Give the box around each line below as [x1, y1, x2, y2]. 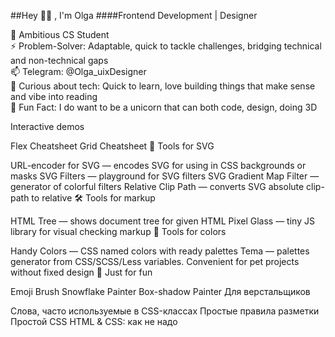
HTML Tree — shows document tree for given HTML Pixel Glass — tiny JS [10, 215, 315, 227]
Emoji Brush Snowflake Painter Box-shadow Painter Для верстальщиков [10, 286, 311, 297]
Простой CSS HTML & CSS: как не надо [10, 316, 178, 327]
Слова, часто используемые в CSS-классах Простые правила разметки [10, 305, 320, 317]
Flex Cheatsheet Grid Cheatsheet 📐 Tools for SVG [10, 140, 215, 152]
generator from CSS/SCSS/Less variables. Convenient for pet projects [10, 256, 300, 267]
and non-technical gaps [10, 55, 109, 66]
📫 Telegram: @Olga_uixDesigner [10, 66, 147, 77]
